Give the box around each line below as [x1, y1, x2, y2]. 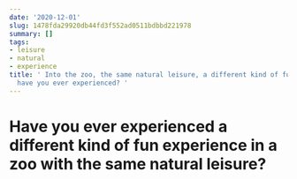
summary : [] [9, 29, 53, 38]
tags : [9, 37, 29, 47]
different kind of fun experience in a [9, 135, 278, 155]
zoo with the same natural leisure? [9, 153, 267, 174]
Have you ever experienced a [9, 116, 228, 137]
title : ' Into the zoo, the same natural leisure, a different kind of [9, 71, 278, 79]
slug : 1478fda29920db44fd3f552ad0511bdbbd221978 [9, 21, 192, 30]
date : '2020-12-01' [9, 12, 81, 22]
